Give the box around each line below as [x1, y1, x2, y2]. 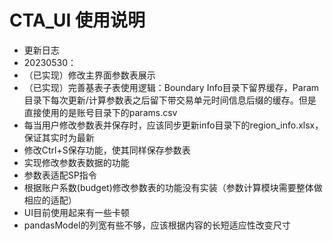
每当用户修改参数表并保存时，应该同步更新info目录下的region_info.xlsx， [23, 119, 324, 131]
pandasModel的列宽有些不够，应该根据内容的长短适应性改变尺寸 [23, 219, 291, 231]
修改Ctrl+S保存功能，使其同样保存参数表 [23, 144, 191, 156]
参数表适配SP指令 [23, 169, 97, 181]
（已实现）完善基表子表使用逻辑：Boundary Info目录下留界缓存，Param [23, 81, 320, 93]
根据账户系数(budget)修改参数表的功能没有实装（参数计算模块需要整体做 [23, 181, 323, 193]
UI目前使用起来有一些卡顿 [23, 206, 130, 218]
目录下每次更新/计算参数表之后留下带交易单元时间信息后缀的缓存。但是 [23, 94, 317, 106]
